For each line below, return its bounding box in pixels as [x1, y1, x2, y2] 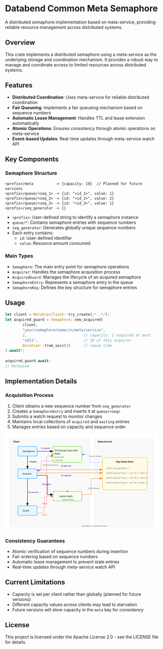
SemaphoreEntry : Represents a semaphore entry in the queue [12, 279, 133, 285]
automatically [12, 120, 39, 126]
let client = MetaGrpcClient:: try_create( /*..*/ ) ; [5, 312, 110, 317]
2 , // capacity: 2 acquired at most [22, 333, 151, 338]
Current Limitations [5, 578, 66, 586]
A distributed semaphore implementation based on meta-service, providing [5, 19, 156, 25]
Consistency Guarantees [5, 537, 65, 544]
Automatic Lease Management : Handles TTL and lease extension [12, 115, 145, 121]
